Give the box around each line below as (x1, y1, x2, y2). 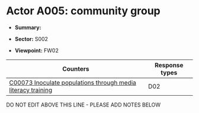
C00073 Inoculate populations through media (9, 79, 136, 87)
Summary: (14, 24, 41, 31)
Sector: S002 (14, 35, 49, 42)
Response (155, 61, 184, 69)
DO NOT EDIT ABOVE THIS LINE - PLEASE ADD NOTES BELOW (6, 101, 161, 108)
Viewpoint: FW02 (14, 46, 59, 54)
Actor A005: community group (6, 4, 161, 18)
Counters (62, 64, 89, 73)
